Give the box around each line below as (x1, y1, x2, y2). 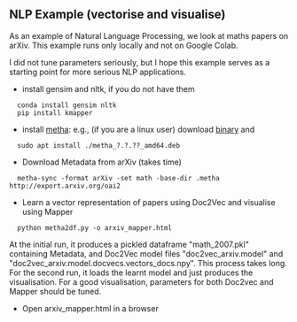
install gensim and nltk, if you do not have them (21, 83, 195, 94)
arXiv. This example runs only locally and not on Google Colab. (9, 40, 238, 50)
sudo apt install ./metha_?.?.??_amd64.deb (17, 141, 180, 149)
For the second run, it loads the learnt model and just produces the (9, 267, 254, 278)
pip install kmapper (17, 108, 93, 118)
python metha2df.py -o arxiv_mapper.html (17, 223, 173, 233)
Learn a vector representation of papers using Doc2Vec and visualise (21, 196, 277, 207)
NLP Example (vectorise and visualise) (9, 7, 226, 22)
